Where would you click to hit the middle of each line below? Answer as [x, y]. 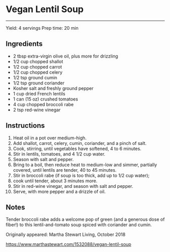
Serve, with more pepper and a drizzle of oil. [59, 191]
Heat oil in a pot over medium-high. [50, 138]
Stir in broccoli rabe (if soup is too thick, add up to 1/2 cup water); [81, 175]
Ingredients [24, 44]
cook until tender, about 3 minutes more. [55, 181]
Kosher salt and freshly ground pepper [53, 88]
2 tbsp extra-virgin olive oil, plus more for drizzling [65, 56]
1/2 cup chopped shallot [38, 61]
